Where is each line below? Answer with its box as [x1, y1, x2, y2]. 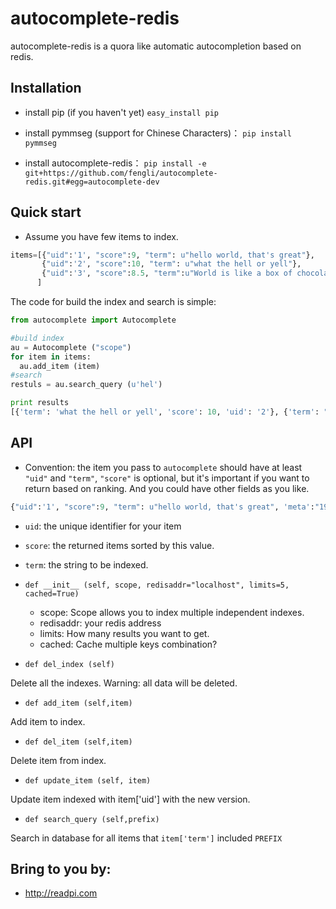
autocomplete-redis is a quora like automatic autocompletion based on [10, 40, 302, 52]
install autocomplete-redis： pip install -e [24, 157, 207, 169]
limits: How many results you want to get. [39, 627, 210, 639]
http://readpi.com [24, 887, 98, 899]
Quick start [10, 204, 82, 221]
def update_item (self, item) [24, 775, 152, 786]
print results [10, 398, 70, 408]
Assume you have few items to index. [24, 230, 179, 242]
